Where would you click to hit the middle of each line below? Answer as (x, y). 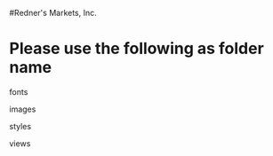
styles (20, 126)
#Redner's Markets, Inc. (53, 13)
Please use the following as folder (136, 49)
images (23, 109)
